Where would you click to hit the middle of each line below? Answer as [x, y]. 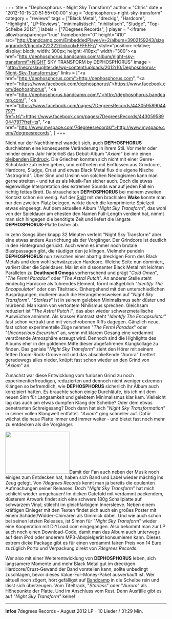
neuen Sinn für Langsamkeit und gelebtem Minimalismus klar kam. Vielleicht [86, 397]
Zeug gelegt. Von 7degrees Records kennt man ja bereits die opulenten [80, 483]
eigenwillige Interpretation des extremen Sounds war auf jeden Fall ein [80, 186]
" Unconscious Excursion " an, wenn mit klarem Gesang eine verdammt [79, 333]
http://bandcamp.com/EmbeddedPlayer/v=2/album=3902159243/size [91, 40]
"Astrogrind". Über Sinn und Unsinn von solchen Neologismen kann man [81, 176]
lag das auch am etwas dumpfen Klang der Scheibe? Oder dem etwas [79, 403]
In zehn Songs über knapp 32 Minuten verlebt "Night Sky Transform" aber [83, 235]
